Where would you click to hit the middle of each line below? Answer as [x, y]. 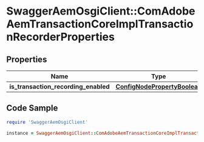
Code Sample [32, 108]
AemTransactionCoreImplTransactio [100, 24]
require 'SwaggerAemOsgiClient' [47, 122]
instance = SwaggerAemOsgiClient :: [51, 133]
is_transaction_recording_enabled [60, 86]
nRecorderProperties [61, 37]
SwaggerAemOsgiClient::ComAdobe [101, 11]
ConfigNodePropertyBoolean [159, 86]
